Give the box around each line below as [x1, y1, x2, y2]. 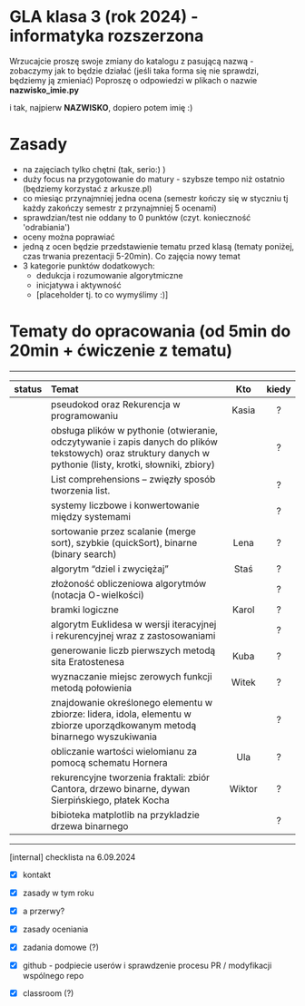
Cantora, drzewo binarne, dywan [50, 782, 191, 795]
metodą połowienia [50, 681, 133, 694]
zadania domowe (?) [22, 942, 100, 953]
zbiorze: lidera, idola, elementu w [50, 708, 192, 720]
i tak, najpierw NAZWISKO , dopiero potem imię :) [9, 102, 193, 112]
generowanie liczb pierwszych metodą [50, 644, 216, 657]
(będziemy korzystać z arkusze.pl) [22, 183, 152, 194]
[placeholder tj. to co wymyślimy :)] [35, 288, 169, 300]
